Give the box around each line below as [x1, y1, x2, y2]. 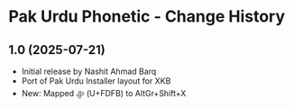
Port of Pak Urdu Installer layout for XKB [21, 76, 171, 86]
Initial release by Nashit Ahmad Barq [21, 66, 157, 76]
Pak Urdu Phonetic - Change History [8, 6, 286, 27]
